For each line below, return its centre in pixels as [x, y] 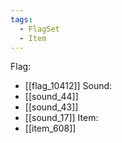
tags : [21, 19]
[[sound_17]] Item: [61, 118]
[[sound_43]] [51, 107]
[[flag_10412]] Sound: [68, 86]
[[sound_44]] [51, 97]
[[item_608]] [50, 128]
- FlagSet [39, 29]
